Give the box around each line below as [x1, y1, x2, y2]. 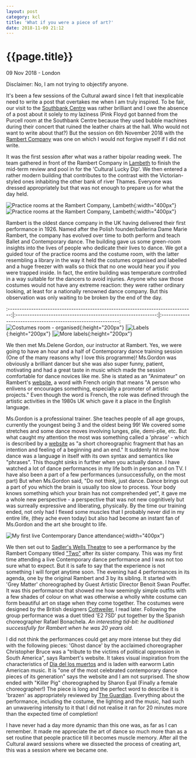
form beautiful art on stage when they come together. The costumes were [6, 599, 184, 606]
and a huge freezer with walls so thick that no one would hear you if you [6, 263, 180, 270]
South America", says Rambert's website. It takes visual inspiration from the [6, 654, 189, 661]
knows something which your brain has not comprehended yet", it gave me [6, 490, 187, 497]
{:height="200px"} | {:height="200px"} [6, 330, 133, 337]
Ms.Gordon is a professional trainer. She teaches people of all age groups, [6, 415, 185, 422]
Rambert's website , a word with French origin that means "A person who [6, 379, 181, 386]
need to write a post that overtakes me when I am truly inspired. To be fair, [6, 98, 185, 105]
